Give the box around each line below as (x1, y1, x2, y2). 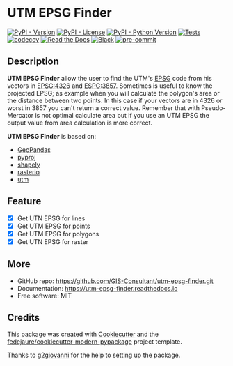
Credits (7, 312, 40, 323)
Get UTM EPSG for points (17, 222, 90, 230)
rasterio (17, 167, 40, 176)
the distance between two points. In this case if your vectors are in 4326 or (7, 96, 223, 105)
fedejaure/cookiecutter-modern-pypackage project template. (7, 337, 183, 346)
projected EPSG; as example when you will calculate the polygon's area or (7, 89, 220, 97)
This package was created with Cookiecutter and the (7, 330, 159, 339)
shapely (17, 160, 40, 169)
